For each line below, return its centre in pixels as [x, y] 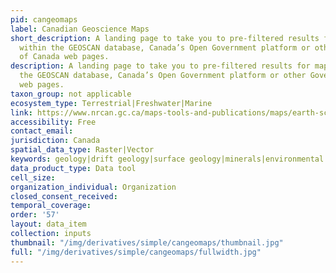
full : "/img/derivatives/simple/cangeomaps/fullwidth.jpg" [136, 252]
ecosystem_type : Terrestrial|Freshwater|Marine [111, 103]
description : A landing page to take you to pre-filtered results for [160, 66]
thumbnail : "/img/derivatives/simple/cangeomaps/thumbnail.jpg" [147, 242]
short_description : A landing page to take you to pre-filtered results [165, 38]
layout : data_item [48, 224]
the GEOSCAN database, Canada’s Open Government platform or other [163, 76]
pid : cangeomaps [44, 19]
